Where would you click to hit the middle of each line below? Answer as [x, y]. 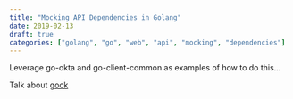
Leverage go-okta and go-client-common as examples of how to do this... [145, 68]
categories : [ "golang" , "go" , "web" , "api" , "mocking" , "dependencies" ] [147, 42]
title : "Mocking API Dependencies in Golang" [95, 17]
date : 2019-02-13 [42, 26]
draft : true [31, 34]
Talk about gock [39, 85]
